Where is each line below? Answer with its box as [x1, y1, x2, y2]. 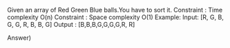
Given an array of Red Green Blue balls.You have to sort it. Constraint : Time [7, 6, 223, 14]
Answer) [7, 34, 32, 42]
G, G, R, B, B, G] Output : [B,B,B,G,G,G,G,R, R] [7, 21, 135, 28]
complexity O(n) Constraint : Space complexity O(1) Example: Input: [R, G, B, [7, 13, 224, 21]
